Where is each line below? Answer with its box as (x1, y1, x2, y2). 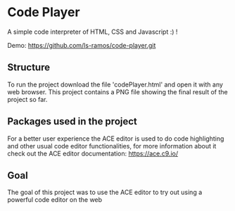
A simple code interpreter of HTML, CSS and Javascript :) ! (7, 27, 178, 36)
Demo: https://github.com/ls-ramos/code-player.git (7, 41, 156, 49)
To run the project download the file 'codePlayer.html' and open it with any (7, 80, 224, 89)
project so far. (7, 95, 48, 103)
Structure (7, 61, 51, 74)
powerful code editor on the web (7, 196, 103, 204)
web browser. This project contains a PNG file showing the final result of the (7, 87, 228, 96)
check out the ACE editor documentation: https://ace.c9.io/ (7, 149, 178, 158)
